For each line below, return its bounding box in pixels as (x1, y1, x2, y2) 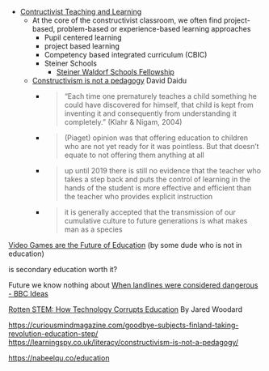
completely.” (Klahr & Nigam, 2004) (64, 117, 183, 126)
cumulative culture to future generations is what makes (64, 216, 248, 225)
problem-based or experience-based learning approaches (57, 24, 251, 33)
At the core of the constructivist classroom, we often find (32, 15, 222, 25)
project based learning (44, 41, 120, 51)
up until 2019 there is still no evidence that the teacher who (64, 166, 261, 175)
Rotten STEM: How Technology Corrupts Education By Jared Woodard (8, 305, 243, 314)
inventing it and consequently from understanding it (64, 109, 237, 118)
